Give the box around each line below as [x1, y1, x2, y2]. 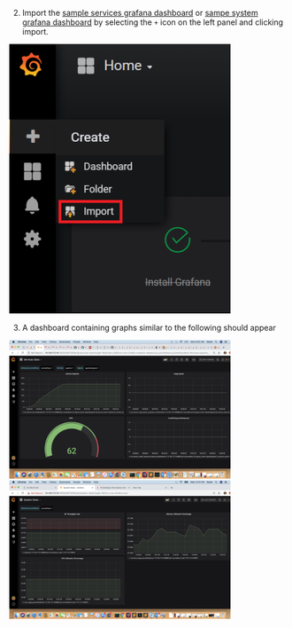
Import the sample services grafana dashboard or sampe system [21, 8, 258, 18]
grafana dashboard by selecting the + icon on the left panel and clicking [21, 17, 284, 27]
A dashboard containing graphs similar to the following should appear [21, 322, 276, 333]
